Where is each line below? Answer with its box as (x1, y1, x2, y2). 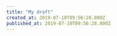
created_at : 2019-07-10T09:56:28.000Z (6, 15, 105, 21)
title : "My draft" (6, 9, 53, 15)
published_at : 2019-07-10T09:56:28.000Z (6, 20, 111, 26)
